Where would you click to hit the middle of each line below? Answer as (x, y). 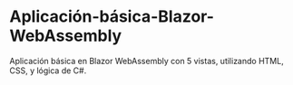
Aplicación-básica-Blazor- (112, 17)
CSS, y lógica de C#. (48, 71)
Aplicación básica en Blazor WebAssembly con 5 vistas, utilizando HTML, (146, 61)
